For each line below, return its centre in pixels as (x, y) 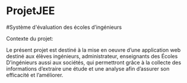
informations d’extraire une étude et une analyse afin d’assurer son (88, 68)
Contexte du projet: (30, 38)
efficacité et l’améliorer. (35, 75)
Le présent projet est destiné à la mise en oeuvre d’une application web (93, 50)
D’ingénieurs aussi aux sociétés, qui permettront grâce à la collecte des (94, 62)
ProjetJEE (31, 11)
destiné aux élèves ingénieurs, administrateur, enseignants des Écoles (92, 56)
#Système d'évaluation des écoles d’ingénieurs (64, 27)
